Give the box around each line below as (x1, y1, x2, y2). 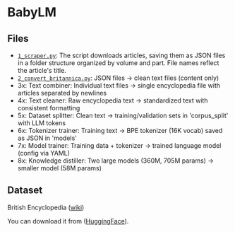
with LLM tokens (17, 119, 66, 127)
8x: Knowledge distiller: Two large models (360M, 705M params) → (17, 156, 214, 165)
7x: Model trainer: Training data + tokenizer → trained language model (17, 141, 222, 149)
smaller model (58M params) (17, 164, 102, 172)
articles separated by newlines (17, 89, 107, 97)
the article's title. (17, 66, 67, 74)
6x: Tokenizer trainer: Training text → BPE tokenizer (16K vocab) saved (17, 127, 223, 134)
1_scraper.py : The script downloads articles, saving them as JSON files (17, 51, 226, 59)
